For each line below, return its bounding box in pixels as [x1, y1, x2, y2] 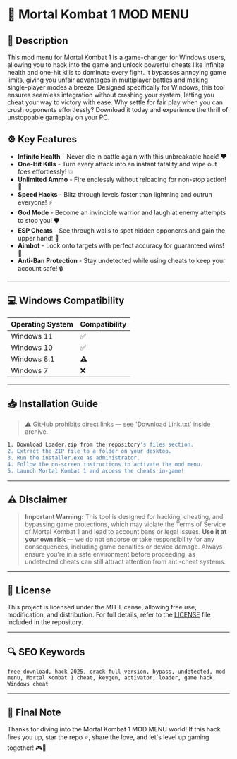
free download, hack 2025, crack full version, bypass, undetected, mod [7, 668, 226, 676]
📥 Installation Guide [7, 398, 99, 410]
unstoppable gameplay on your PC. [7, 113, 110, 121]
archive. [24, 427, 49, 436]
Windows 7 [11, 365, 49, 375]
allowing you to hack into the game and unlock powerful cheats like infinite [7, 61, 224, 69]
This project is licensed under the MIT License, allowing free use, [7, 603, 197, 612]
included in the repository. [7, 618, 83, 626]
